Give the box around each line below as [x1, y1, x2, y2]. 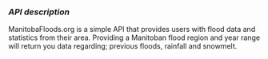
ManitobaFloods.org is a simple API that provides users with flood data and [8, 25, 256, 34]
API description [8, 6, 70, 18]
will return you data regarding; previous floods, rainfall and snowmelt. [8, 41, 238, 51]
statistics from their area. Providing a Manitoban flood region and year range [8, 33, 261, 42]
